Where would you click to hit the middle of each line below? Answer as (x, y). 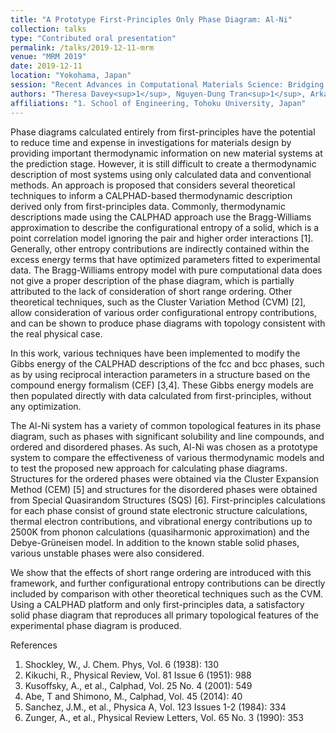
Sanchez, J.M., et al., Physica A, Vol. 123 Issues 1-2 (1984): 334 (155, 707)
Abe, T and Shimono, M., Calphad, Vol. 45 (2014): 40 (133, 696)
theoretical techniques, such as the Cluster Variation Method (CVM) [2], (158, 302)
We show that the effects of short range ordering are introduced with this (161, 572)
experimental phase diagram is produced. (96, 625)
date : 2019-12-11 (46, 66)
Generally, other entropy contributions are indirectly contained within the (160, 248)
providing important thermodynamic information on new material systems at (166, 153)
